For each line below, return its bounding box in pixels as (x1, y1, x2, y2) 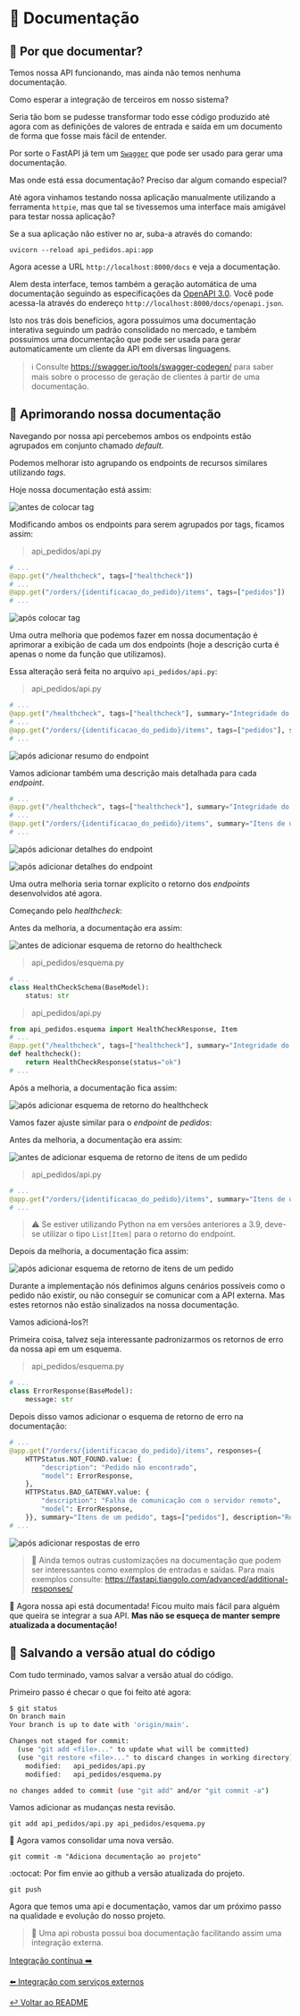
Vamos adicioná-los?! (9, 1317, 89, 1327)
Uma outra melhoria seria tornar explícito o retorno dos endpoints (9, 878, 250, 889)
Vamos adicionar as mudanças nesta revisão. (9, 1802, 176, 1813)
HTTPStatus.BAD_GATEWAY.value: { (25, 1488, 150, 1497)
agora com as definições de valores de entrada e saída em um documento (9, 121, 283, 131)
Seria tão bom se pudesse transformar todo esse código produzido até (9, 112, 271, 122)
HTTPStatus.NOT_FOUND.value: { (25, 1454, 142, 1463)
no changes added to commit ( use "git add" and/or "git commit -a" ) (9, 1786, 270, 1795)
